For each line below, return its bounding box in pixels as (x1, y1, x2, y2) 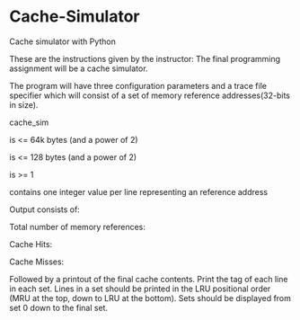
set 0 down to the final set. (9, 302, 109, 313)
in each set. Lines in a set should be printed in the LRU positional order (9, 283, 271, 294)
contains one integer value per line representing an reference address (9, 186, 268, 197)
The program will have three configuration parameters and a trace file (9, 80, 268, 91)
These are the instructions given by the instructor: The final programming (9, 53, 281, 64)
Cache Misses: (9, 256, 65, 267)
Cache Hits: (9, 238, 53, 249)
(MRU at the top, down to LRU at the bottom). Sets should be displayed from (9, 292, 292, 303)
